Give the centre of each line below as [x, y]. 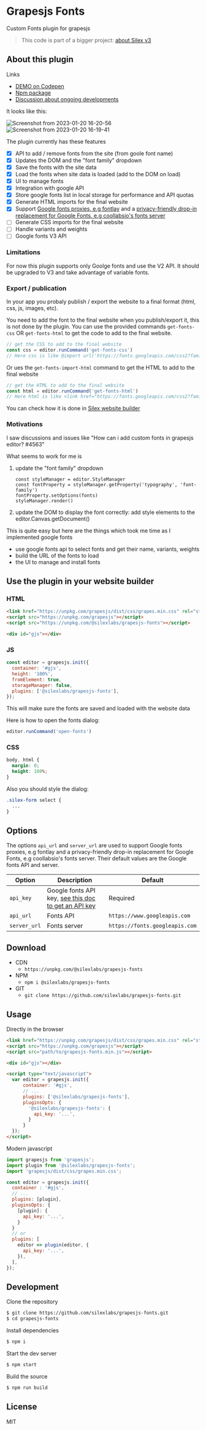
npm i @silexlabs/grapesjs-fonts [67, 983]
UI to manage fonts [39, 181]
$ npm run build [27, 1388]
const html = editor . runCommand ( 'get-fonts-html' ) [72, 391]
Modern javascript [29, 1148]
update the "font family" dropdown [59, 468]
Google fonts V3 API [41, 236]
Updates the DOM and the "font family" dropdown [78, 160]
